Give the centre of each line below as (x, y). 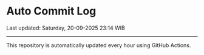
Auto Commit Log (51, 11)
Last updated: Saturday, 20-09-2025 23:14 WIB (66, 28)
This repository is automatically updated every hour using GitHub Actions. (99, 45)
